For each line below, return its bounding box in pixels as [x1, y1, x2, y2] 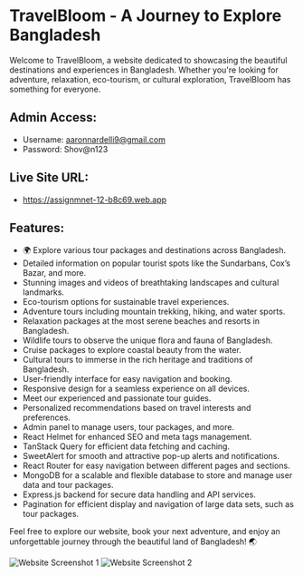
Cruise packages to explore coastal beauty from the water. [22, 345, 241, 356]
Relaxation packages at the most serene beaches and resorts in [22, 316, 260, 327]
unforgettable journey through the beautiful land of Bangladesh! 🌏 [9, 536, 258, 547]
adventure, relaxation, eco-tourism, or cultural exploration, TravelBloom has [9, 73, 291, 84]
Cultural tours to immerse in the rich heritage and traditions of [22, 355, 253, 366]
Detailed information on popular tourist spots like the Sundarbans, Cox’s [22, 258, 291, 268]
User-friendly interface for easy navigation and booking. [22, 374, 232, 385]
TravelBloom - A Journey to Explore [9, 5, 282, 26]
